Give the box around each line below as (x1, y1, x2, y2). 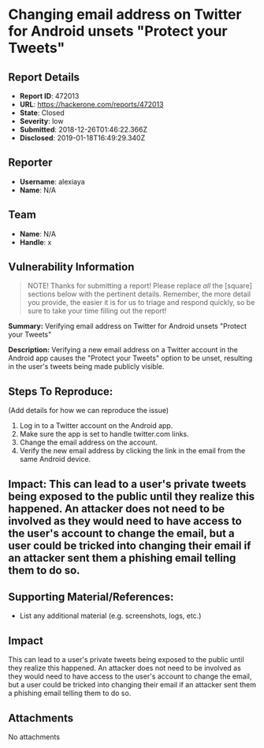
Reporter (8, 156, 53, 169)
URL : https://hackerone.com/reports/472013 (19, 100, 164, 109)
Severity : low (19, 117, 64, 125)
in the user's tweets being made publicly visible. (8, 362, 165, 371)
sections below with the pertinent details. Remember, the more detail (27, 289, 251, 299)
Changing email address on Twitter (8, 6, 242, 24)
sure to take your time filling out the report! (27, 306, 167, 316)
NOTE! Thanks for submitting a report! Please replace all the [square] (27, 281, 252, 291)
